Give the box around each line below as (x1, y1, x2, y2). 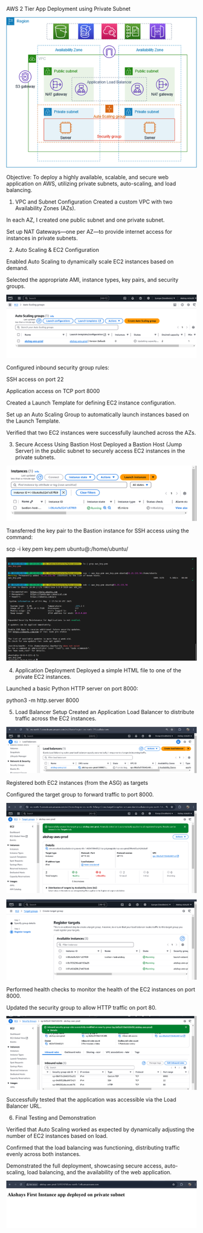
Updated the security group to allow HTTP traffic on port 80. (6, 1004, 157, 1011)
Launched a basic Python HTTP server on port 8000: (6, 684, 138, 692)
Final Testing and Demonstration (14, 1114, 96, 1121)
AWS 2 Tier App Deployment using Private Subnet (6, 5, 131, 12)
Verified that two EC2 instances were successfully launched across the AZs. (6, 429, 196, 436)
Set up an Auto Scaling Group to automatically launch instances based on (6, 411, 189, 418)
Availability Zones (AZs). (14, 204, 76, 211)
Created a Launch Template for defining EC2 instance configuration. (6, 399, 176, 406)
